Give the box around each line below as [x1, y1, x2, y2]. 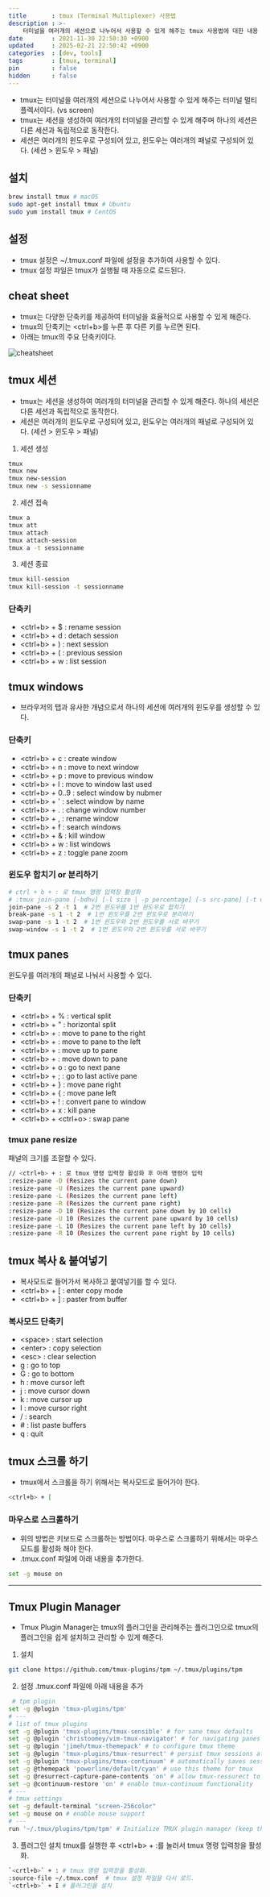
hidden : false [8, 72, 78, 80]
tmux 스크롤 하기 [8, 1454, 88, 1468]
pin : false [8, 64, 78, 73]
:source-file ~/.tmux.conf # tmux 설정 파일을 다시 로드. [8, 1874, 195, 1882]
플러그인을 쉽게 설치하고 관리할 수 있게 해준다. [19, 1633, 165, 1642]
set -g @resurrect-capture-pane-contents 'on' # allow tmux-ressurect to [8, 1772, 261, 1780]
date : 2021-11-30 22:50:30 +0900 [8, 34, 149, 43]
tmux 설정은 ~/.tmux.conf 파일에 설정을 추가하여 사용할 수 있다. [19, 255, 221, 264]
